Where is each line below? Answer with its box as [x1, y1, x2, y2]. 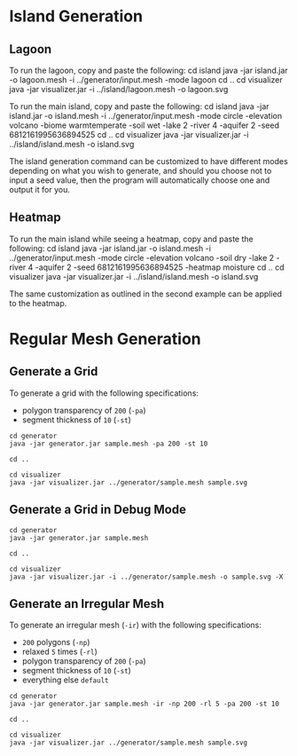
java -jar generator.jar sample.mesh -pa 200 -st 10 [9, 439, 208, 448]
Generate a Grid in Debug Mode [9, 502, 186, 517]
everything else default [21, 674, 109, 685]
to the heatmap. [9, 297, 67, 308]
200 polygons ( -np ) [21, 637, 90, 648]
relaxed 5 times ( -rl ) [21, 646, 98, 658]
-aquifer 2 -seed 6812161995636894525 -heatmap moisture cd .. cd [35, 262, 285, 272]
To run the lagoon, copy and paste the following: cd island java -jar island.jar [9, 65, 288, 75]
